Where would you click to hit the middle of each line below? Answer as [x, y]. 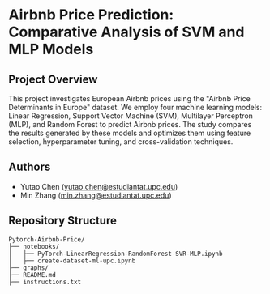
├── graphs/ [28, 268]
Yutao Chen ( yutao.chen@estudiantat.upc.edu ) [99, 186]
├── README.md [32, 275]
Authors [30, 167]
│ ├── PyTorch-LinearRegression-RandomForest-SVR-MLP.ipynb [116, 254]
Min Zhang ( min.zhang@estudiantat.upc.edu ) [96, 195]
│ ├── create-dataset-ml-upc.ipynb [72, 261]
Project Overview [53, 79]
